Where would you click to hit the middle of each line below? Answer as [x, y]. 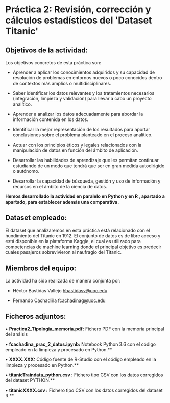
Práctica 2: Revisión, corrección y [78, 9]
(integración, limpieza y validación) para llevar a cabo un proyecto [82, 99]
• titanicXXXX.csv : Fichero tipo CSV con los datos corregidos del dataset [84, 390]
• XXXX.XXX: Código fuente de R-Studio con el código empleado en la [81, 359]
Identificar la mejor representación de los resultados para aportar [81, 129]
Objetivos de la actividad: [47, 50]
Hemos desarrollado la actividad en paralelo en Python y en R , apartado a [85, 196]
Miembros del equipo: [41, 268]
